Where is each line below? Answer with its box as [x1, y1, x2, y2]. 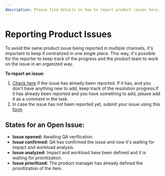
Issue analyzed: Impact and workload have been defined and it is [12, 150, 146, 156]
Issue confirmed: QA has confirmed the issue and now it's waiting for [12, 139, 155, 145]
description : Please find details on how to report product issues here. [5, 7, 161, 12]
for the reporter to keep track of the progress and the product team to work [5, 56, 159, 61]
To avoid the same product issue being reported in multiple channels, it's [5, 45, 153, 51]
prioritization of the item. [12, 166, 63, 172]
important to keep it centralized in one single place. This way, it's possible [5, 50, 156, 56]
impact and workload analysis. [12, 144, 75, 150]
